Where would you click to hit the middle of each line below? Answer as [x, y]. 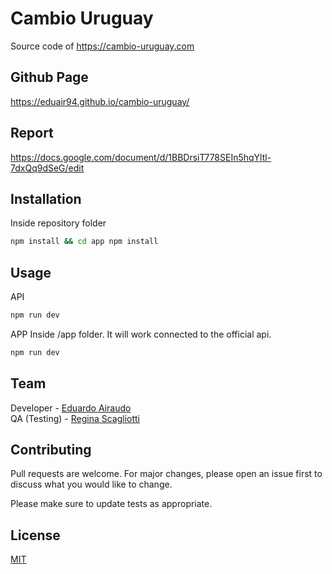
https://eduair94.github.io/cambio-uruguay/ [100, 101]
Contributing [51, 450]
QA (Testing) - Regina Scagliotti [75, 418]
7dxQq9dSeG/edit [47, 168]
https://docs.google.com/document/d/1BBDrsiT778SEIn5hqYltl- [141, 157]
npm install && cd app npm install [84, 242]
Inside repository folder [58, 223]
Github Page [49, 77]
